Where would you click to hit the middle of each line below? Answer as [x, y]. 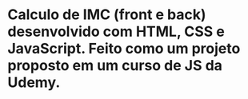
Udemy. [34, 83]
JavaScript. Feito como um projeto [124, 49]
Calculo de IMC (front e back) [107, 15]
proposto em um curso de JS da [115, 66]
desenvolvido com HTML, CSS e [116, 32]
